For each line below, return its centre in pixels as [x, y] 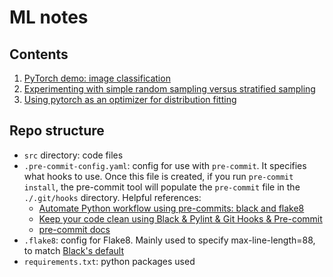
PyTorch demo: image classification [97, 78]
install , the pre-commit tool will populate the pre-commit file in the [162, 187]
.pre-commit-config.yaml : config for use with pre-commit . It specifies [165, 165]
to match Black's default [73, 250]
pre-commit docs [74, 229]
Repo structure [57, 131]
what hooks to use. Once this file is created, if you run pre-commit [158, 176]
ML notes [49, 17]
